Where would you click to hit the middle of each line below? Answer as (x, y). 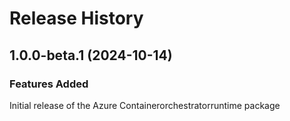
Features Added (49, 84)
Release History (76, 18)
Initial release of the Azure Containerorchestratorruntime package (145, 105)
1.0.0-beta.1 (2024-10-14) (91, 55)
